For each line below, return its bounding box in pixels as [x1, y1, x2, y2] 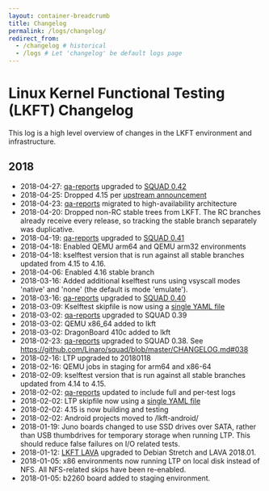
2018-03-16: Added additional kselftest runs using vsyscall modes [19, 275, 241, 285]
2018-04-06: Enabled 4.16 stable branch [19, 267, 155, 277]
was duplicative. [19, 224, 75, 234]
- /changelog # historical [15, 42, 107, 50]
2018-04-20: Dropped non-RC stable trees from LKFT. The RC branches [19, 207, 261, 216]
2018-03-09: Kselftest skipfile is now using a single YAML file [19, 301, 225, 311]
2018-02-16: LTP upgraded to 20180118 [19, 353, 151, 363]
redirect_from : [8, 34, 60, 43]
